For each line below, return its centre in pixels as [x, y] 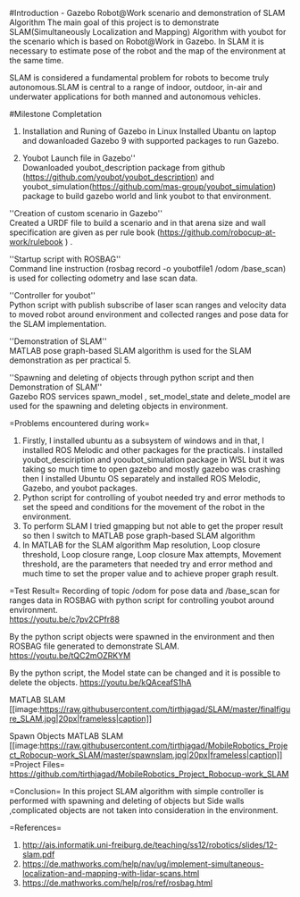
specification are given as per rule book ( [85, 232]
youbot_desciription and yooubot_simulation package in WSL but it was [153, 460]
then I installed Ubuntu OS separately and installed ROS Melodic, [141, 478]
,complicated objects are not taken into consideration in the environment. [144, 810]
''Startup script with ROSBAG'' [65, 259]
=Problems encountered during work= [79, 423]
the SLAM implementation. [58, 324]
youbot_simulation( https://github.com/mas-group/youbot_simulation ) [149, 186]
